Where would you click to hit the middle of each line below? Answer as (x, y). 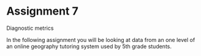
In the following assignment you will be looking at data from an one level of (101, 40)
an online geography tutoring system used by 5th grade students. (89, 46)
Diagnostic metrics (30, 28)
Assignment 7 (42, 11)
